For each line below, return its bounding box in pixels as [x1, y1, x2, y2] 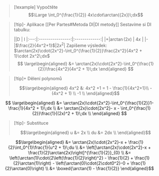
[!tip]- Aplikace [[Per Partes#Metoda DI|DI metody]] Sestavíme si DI [13, 22, 152, 27]
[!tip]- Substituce [13, 120, 49, 126]
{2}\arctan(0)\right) [4, 165, 44, 171]
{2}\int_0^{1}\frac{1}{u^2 [8, 144, 57, 150]
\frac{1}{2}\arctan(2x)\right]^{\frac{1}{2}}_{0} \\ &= [28, 149, 131, 155]
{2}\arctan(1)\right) [13, 160, 52, 166]
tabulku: [13, 27, 31, 33]
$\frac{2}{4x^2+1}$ [15, 42, 55, 48]
